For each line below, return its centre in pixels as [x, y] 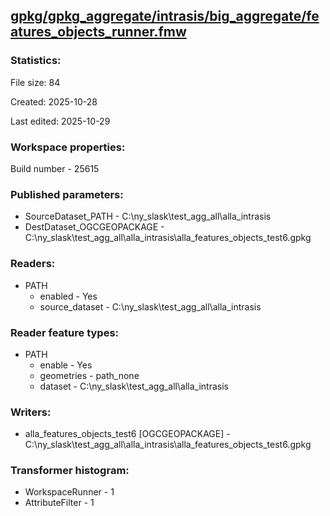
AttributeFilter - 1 [59, 503]
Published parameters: [67, 194]
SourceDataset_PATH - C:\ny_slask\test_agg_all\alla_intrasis [148, 216]
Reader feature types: [65, 332]
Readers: [33, 264]
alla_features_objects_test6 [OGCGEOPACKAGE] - [127, 434]
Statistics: [36, 61]
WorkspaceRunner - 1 [69, 492]
